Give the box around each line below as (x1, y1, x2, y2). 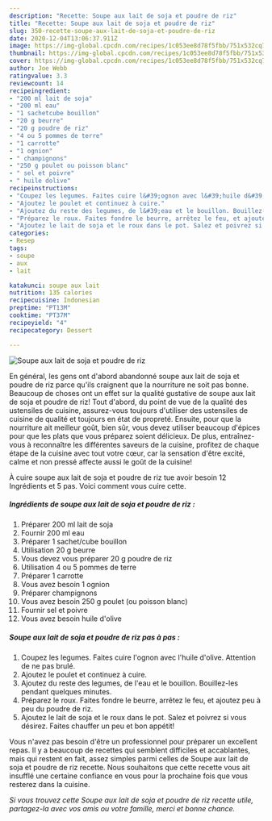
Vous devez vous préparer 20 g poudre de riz (20, 554, 173, 564)
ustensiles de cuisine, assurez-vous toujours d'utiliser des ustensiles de (9, 405, 249, 415)
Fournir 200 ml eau (20, 528, 85, 538)
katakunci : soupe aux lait (9, 281, 100, 290)
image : (9, 42, 31, 50)
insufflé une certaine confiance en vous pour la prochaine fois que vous (9, 771, 249, 781)
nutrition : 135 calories (9, 289, 93, 297)
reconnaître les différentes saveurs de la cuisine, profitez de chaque (32, 440, 260, 449)
